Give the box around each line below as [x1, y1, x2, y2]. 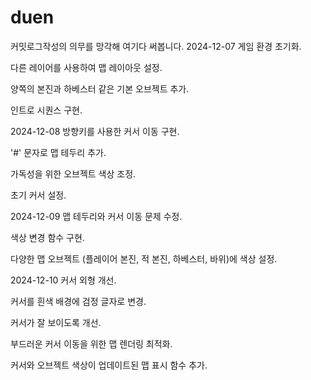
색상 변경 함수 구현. [10, 231, 85, 243]
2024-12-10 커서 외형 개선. [10, 274, 117, 286]
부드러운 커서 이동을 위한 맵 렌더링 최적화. [10, 337, 173, 350]
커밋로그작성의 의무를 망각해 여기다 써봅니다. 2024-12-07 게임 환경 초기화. [10, 40, 302, 52]
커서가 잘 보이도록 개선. [10, 316, 102, 328]
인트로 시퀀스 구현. [10, 104, 83, 116]
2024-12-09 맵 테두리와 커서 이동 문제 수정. [10, 210, 183, 222]
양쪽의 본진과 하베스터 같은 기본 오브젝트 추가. [10, 82, 190, 95]
